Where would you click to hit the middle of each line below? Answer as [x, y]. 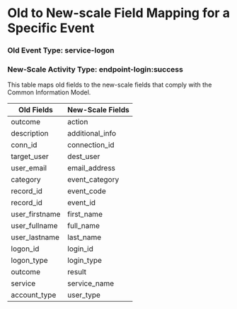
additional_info [92, 134]
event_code [86, 191]
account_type [34, 295]
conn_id [24, 145]
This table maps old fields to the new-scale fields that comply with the [110, 85]
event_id [81, 202]
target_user [30, 156]
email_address [91, 168]
